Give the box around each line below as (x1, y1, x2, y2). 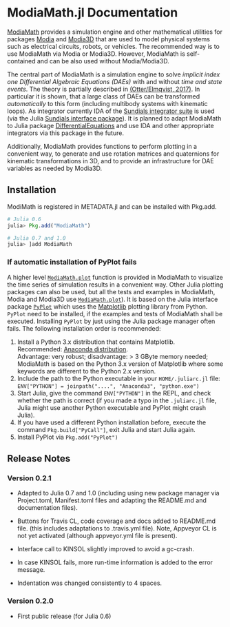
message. (17, 566, 45, 574)
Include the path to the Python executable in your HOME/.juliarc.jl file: (17, 374, 220, 382)
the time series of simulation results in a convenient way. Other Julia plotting (7, 280, 224, 289)
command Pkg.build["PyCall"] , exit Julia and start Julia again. (17, 425, 196, 433)
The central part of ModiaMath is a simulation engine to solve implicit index (7, 70, 220, 79)
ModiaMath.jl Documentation (7, 5, 178, 21)
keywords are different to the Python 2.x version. (17, 367, 156, 375)
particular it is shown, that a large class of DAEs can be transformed (7, 92, 200, 101)
